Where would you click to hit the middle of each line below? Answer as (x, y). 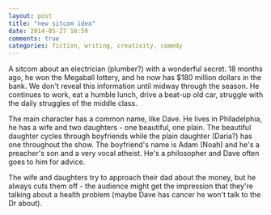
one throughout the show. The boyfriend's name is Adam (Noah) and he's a (134, 145)
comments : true (34, 38)
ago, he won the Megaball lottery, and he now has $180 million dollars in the (135, 78)
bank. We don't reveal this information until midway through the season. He (134, 86)
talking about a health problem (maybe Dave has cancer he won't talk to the (135, 195)
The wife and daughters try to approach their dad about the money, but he (132, 178)
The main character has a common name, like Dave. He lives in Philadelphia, (135, 119)
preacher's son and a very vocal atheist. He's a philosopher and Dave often (134, 154)
